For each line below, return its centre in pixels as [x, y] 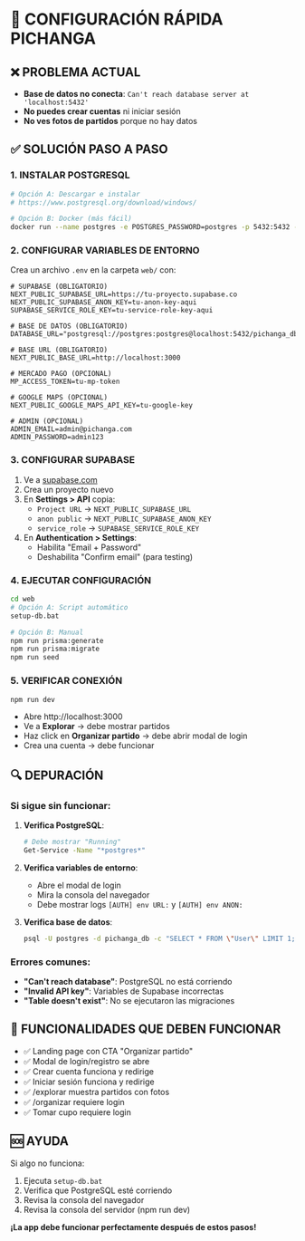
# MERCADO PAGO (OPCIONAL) [61, 374]
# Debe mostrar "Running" [72, 842]
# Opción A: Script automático [69, 607]
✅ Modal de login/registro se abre [86, 1061]
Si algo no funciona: [48, 1163]
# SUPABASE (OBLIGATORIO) [59, 287]
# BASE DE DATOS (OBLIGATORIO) [69, 326]
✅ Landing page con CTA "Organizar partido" [108, 1051]
